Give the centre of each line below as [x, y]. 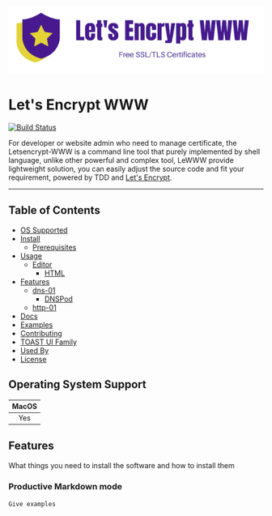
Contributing [41, 333]
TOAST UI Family [49, 342]
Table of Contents [55, 210]
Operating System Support [78, 384]
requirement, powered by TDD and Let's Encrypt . [90, 177]
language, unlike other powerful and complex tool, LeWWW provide [121, 160]
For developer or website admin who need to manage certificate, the [123, 143]
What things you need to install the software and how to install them [121, 465]
